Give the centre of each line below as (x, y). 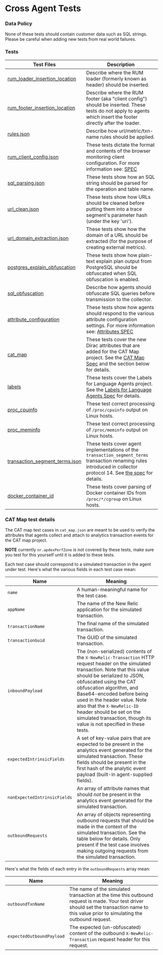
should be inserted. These (116, 105)
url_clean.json (23, 209)
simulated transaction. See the (112, 833)
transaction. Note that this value (113, 670)
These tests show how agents (120, 307)
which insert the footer (112, 117)
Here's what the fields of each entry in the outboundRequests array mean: (78, 869)
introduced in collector (112, 467)
